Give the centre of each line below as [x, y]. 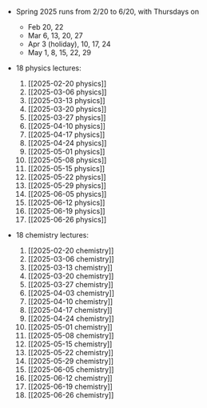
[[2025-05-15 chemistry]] [70, 344]
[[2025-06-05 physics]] [67, 194]
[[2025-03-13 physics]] [66, 100]
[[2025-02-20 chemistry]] [71, 250]
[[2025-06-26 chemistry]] [71, 395]
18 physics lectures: [48, 68]
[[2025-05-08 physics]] [67, 160]
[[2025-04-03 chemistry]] [71, 293]
